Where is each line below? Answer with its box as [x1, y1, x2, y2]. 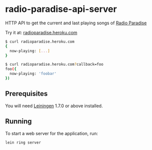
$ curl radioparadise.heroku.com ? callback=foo [5, 62, 104, 67]
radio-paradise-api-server [5, 3, 117, 15]
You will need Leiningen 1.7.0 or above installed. [5, 103, 103, 109]
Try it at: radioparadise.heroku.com [5, 29, 78, 35]
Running [5, 117, 32, 126]
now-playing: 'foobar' [9, 71, 57, 76]
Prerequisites [5, 89, 48, 98]
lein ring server [5, 140, 41, 145]
